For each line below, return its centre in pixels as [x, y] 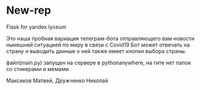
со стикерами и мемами [38, 69]
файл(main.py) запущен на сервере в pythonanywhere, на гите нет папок [99, 63]
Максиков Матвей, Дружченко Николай [57, 80]
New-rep [29, 10]
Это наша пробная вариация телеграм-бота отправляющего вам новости [100, 38]
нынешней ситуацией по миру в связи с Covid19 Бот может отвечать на [98, 45]
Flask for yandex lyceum [36, 27]
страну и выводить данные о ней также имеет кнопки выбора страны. [96, 51]
